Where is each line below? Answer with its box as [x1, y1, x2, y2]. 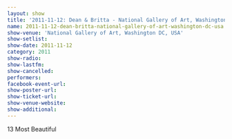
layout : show [7, 10, 45, 17]
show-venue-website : [7, 100, 67, 107]
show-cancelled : [7, 67, 54, 74]
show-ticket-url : [7, 94, 57, 100]
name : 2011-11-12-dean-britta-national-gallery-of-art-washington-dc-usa [7, 23, 224, 30]
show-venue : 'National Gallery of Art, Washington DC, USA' [7, 29, 184, 36]
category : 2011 [7, 49, 51, 56]
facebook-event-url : [7, 81, 67, 87]
